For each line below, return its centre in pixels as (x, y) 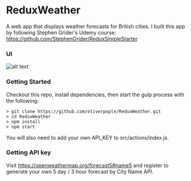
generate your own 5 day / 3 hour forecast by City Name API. (80, 171)
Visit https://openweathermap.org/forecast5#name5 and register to (87, 165)
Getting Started (28, 82)
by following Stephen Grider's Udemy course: (61, 32)
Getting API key (29, 152)
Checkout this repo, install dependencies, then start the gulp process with (95, 95)
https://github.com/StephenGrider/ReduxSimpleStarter (72, 39)
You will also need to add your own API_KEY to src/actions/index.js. (87, 137)
